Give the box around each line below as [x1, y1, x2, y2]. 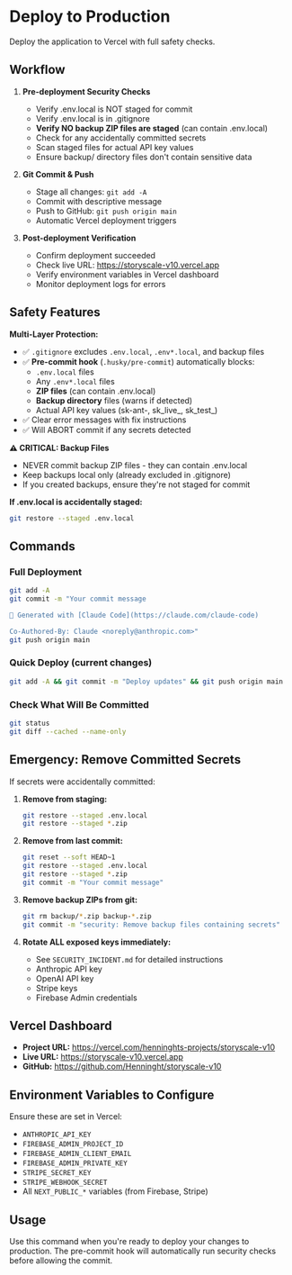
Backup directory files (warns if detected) [35, 394, 193, 406]
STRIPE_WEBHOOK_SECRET [22, 1178, 108, 1188]
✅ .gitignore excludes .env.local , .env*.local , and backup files [22, 346, 265, 357]
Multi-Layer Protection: [9, 329, 99, 339]
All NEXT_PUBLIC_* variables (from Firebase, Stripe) [22, 1186, 208, 1197]
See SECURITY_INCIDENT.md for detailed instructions [35, 954, 224, 964]
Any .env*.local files [35, 375, 115, 386]
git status [9, 719, 50, 728]
